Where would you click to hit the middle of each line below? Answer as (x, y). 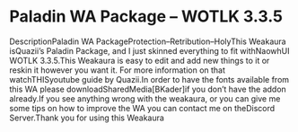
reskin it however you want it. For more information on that (118, 70)
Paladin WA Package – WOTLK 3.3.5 (146, 17)
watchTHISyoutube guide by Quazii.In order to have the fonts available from (149, 79)
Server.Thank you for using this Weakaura (87, 118)
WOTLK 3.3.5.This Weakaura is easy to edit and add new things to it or (140, 60)
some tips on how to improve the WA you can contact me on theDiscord (142, 108)
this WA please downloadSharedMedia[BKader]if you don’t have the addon (148, 89)
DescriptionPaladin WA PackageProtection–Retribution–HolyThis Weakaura (148, 41)
